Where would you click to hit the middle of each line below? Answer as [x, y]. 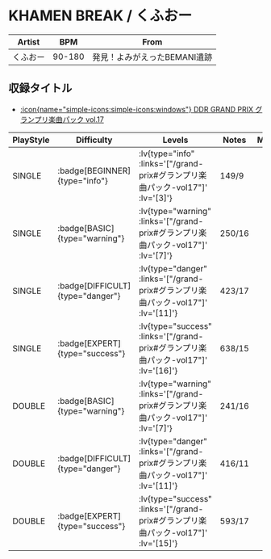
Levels [175, 140]
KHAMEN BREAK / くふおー [100, 16]
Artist [29, 42]
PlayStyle [31, 140]
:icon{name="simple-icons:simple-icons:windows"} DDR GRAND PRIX [137, 109]
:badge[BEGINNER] [94, 170]
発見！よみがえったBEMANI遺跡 [152, 57]
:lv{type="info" [167, 153]
